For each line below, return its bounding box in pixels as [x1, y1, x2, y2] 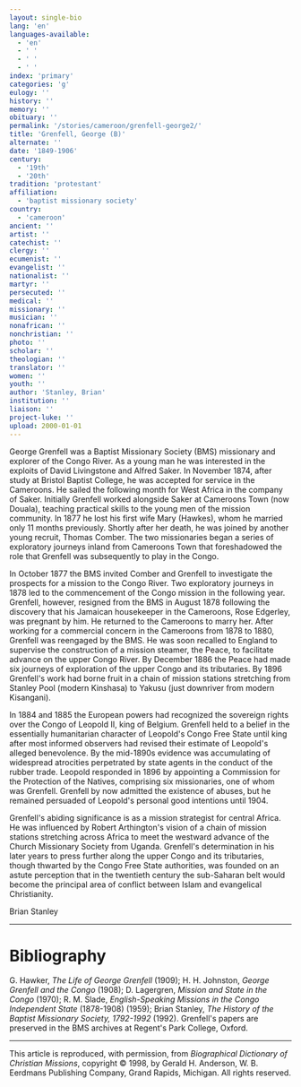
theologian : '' [9, 355, 66, 364]
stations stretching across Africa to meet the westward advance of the [9, 831, 270, 842]
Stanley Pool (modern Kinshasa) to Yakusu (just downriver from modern [9, 682, 275, 693]
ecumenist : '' [9, 254, 63, 264]
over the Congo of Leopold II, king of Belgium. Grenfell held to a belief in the [9, 719, 290, 729]
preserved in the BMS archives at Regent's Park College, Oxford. [9, 1022, 249, 1033]
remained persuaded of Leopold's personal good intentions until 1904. [9, 795, 269, 806]
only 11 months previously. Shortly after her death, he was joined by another [9, 522, 289, 533]
